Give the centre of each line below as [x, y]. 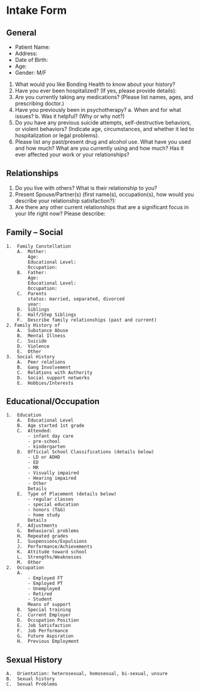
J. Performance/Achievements [55, 547]
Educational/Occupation [53, 401]
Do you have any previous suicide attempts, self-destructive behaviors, [103, 123]
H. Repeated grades [43, 536]
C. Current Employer [44, 615]
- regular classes [51, 500]
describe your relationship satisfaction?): [65, 201]
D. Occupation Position [48, 620]
